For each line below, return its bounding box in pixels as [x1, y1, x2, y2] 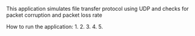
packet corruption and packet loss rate [6, 11, 102, 19]
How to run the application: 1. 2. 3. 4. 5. [6, 23, 104, 30]
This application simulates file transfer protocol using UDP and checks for [6, 5, 189, 12]
